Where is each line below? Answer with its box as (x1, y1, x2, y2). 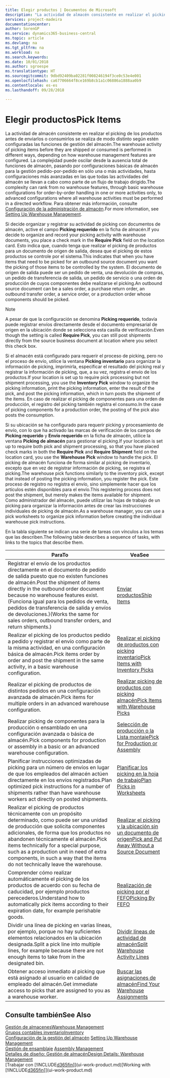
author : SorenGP (5, 26, 39, 31)
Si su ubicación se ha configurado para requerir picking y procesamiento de (5, 422, 164, 428)
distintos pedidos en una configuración (8, 687, 101, 694)
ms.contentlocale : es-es (5, 83, 58, 88)
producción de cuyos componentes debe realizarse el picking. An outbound (5, 280, 162, 286)
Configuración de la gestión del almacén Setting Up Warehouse (5, 1035, 138, 1041)
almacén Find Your (117, 981, 160, 988)
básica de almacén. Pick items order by (8, 651, 100, 658)
